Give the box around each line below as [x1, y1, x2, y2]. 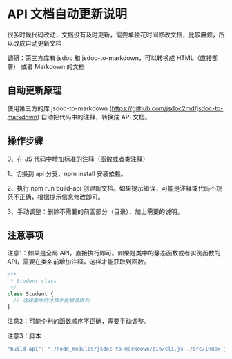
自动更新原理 [7, 84, 62, 97]
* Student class [10, 278, 57, 285]
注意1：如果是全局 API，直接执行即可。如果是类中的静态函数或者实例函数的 [7, 249, 221, 258]
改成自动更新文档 [12, 39, 62, 47]
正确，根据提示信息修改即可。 [19, 193, 104, 201]
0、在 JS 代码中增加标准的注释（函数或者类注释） [7, 155, 149, 163]
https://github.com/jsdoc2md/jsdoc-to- [111, 104, 224, 113]
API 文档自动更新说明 [7, 6, 128, 22]
